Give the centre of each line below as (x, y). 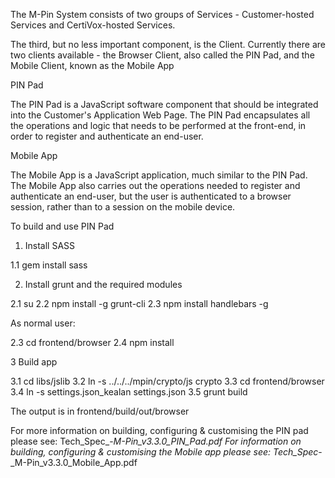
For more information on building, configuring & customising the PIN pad (159, 430)
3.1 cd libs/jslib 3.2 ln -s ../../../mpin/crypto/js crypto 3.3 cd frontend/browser (167, 381)
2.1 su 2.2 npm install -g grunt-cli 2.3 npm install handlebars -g (139, 303)
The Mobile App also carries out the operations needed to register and (155, 185)
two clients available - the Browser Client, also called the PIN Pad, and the (162, 55)
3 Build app (34, 362)
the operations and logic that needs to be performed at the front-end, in (158, 125)
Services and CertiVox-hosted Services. (93, 25)
